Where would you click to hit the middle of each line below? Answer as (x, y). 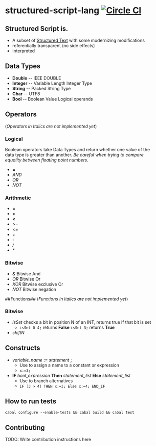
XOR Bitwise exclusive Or (38, 284)
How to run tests (31, 402)
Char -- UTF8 (26, 94)
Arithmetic (18, 198)
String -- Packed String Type (41, 88)
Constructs (23, 348)
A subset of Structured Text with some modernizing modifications (78, 40)
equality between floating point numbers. (47, 160)
